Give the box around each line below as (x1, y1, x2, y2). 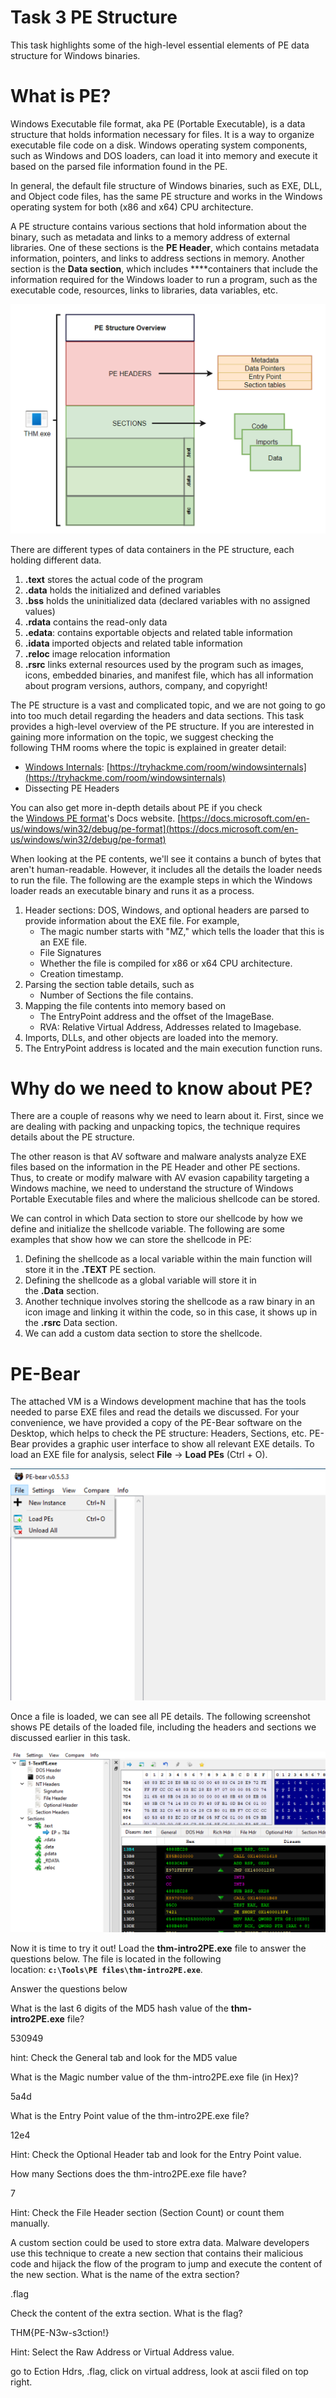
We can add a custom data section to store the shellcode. (24, 1327, 263, 1340)
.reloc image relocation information (24, 647, 171, 660)
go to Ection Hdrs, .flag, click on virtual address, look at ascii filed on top (10, 2366, 309, 2378)
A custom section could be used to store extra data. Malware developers (10, 2237, 310, 2249)
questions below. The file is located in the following (10, 1953, 222, 1965)
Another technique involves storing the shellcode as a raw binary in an (24, 1296, 315, 1308)
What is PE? (10, 85, 112, 108)
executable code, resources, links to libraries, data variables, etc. (10, 284, 279, 296)
